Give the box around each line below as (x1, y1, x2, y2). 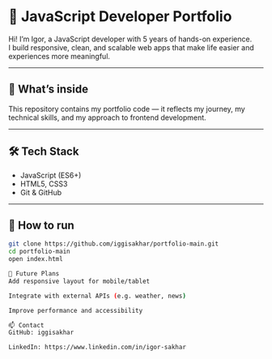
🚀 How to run (8, 218, 74, 232)
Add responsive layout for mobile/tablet (8, 277, 151, 285)
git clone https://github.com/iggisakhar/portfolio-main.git (8, 240, 219, 248)
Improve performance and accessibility (8, 306, 143, 314)
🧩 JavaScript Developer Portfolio (8, 7, 232, 26)
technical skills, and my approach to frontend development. (8, 113, 206, 122)
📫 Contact (8, 321, 45, 329)
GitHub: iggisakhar (8, 328, 74, 337)
